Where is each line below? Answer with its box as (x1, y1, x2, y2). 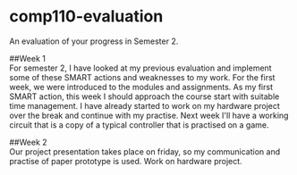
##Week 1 (9, 53, 47, 63)
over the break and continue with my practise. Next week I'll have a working (9, 110, 289, 121)
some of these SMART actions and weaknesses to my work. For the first (9, 71, 276, 82)
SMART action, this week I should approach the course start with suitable (9, 91, 280, 102)
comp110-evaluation (9, 6, 164, 27)
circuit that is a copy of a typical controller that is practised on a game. (9, 119, 270, 130)
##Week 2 (9, 137, 47, 147)
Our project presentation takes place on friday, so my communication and (9, 146, 280, 157)
